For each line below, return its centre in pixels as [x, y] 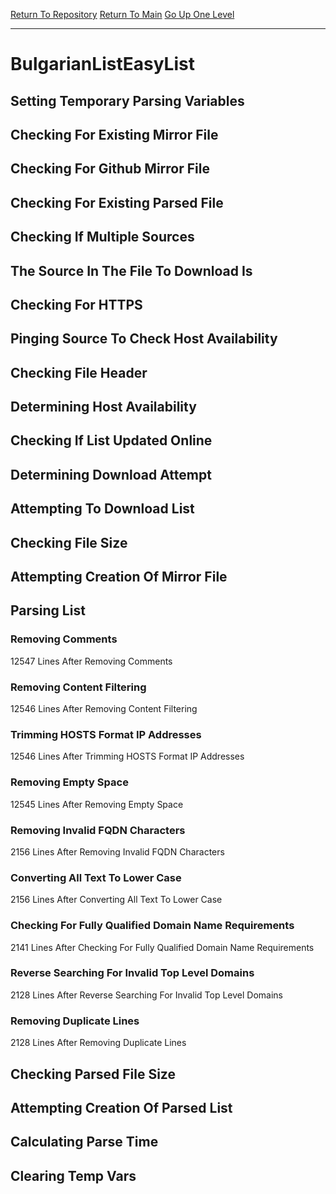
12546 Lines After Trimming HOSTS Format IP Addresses [127, 756]
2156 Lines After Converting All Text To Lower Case [116, 900]
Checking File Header [79, 372]
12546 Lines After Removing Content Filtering [104, 709]
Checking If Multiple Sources [102, 237]
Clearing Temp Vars [73, 1175]
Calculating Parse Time [84, 1142]
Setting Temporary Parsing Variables [127, 100]
